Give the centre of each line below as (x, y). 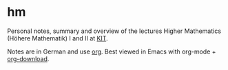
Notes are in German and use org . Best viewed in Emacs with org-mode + (112, 51)
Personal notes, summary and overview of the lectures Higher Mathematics (114, 31)
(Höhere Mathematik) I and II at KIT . (58, 38)
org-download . (28, 58)
